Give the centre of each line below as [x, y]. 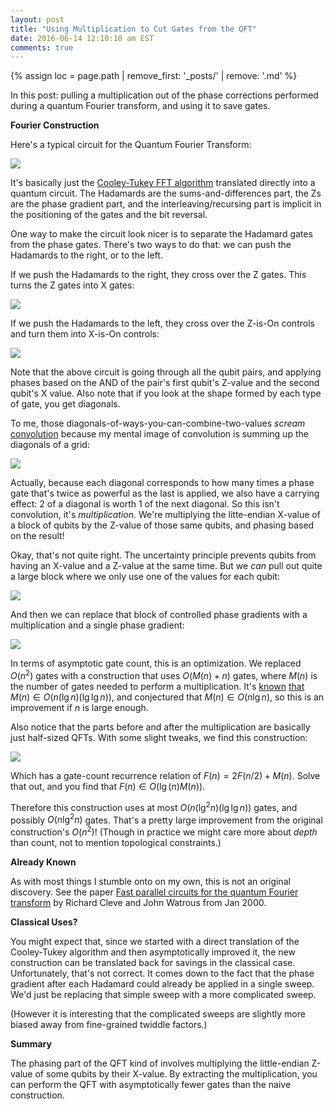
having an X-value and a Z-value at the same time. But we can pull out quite [166, 566]
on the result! [37, 536]
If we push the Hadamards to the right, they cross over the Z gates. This [158, 275]
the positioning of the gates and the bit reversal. [109, 215]
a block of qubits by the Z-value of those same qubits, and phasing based [162, 525]
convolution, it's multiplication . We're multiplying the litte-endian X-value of [165, 515]
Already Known [43, 862]
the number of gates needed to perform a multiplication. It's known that [157, 686]
